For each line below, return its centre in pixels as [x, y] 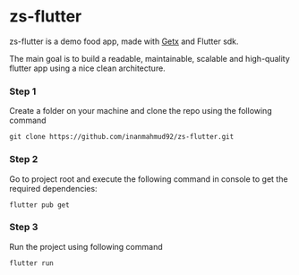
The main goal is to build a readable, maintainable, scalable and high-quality [150, 58]
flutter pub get [39, 205]
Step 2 [24, 159]
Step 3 [24, 228]
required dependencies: [53, 188]
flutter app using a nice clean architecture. [87, 68]
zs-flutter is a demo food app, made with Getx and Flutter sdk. [124, 41]
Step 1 [23, 91]
